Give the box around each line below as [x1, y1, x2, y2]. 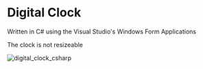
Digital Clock [7, 5, 82, 20]
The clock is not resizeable [7, 40, 84, 49]
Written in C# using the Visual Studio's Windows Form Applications [7, 27, 197, 36]
